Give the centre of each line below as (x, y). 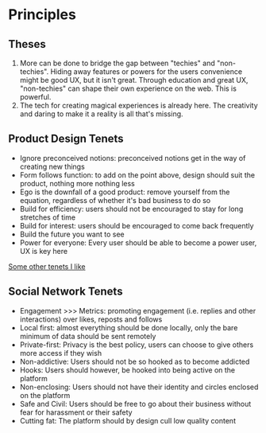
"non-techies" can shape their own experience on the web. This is (128, 88)
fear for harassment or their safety (76, 412)
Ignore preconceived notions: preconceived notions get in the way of (133, 158)
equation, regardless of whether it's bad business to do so (115, 200)
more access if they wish (60, 353)
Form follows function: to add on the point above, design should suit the (137, 175)
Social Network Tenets (66, 292)
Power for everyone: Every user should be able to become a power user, (138, 242)
